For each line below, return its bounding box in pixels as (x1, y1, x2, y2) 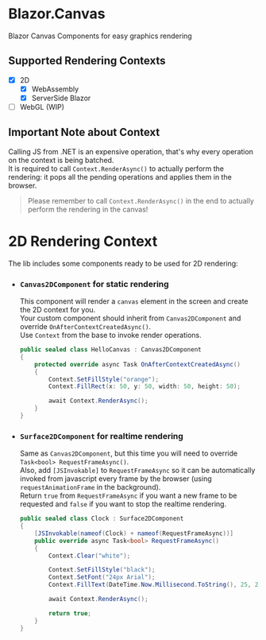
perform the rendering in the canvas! (27, 204, 148, 214)
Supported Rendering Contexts (8, 54, 166, 68)
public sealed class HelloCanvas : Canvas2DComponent (19, 346, 202, 354)
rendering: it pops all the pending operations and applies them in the (8, 172, 232, 181)
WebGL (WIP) (19, 102, 65, 111)
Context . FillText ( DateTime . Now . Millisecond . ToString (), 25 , (48, 581, 252, 589)
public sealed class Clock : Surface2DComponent (19, 514, 184, 523)
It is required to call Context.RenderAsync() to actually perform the (8, 164, 225, 173)
